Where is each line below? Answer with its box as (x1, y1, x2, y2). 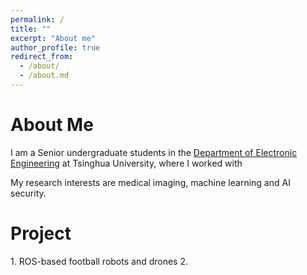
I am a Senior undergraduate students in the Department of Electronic (10, 146, 298, 158)
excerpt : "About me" (10, 33, 97, 43)
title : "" (10, 24, 52, 34)
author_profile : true (10, 42, 101, 53)
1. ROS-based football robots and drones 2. (10, 255, 189, 267)
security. (10, 187, 47, 199)
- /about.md (19, 71, 70, 81)
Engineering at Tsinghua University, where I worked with (10, 157, 243, 169)
